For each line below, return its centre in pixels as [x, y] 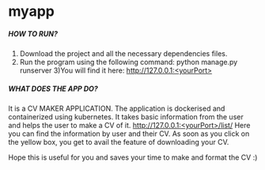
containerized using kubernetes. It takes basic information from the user [126, 117]
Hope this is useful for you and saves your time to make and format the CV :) [133, 157]
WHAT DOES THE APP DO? [53, 89]
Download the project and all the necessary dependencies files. [123, 54]
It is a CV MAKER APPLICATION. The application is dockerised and [117, 108]
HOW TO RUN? [33, 33]
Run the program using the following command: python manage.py [129, 62]
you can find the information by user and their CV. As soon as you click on [129, 134]
